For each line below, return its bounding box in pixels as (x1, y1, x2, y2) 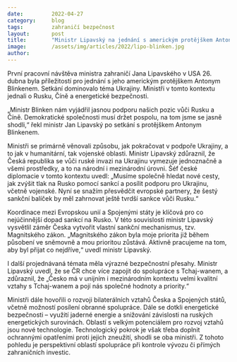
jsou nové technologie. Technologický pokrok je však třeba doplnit (7, 325, 200, 334)
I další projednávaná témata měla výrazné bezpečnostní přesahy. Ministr (7, 259, 218, 267)
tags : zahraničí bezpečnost (7, 23, 115, 30)
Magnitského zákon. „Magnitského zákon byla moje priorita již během (7, 230, 209, 239)
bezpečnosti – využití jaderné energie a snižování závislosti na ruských (7, 310, 213, 319)
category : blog (7, 17, 65, 24)
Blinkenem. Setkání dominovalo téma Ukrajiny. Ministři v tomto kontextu (7, 84, 215, 93)
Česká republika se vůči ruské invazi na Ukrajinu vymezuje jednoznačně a (7, 156, 222, 165)
